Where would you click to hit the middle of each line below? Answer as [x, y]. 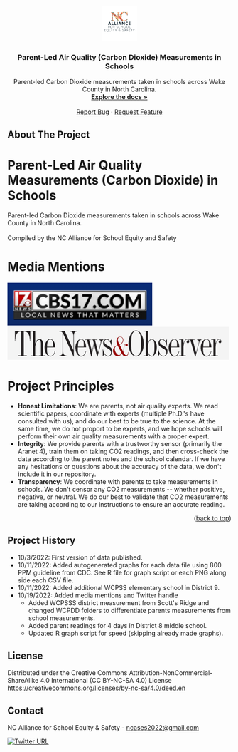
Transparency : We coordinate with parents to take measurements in [118, 481]
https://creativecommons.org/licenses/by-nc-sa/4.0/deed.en [97, 688]
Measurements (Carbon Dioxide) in [113, 180]
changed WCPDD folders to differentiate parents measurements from [129, 611]
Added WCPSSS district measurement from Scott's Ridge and [119, 603]
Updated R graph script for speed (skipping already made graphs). [126, 633]
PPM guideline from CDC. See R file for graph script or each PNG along [122, 573]
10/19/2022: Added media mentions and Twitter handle [98, 595]
